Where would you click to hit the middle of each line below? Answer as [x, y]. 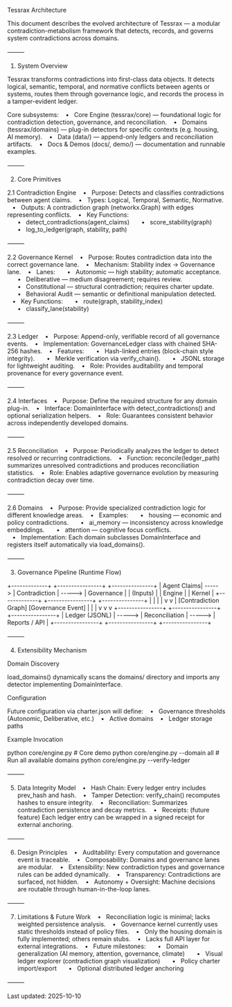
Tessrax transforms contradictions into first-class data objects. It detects [111, 79]
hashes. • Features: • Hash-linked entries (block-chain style [117, 351]
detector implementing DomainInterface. [65, 684]
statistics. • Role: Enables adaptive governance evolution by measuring [113, 473]
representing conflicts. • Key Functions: [68, 215]
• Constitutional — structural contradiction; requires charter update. [116, 286]
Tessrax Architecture [37, 10]
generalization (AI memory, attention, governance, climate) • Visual [120, 954]
